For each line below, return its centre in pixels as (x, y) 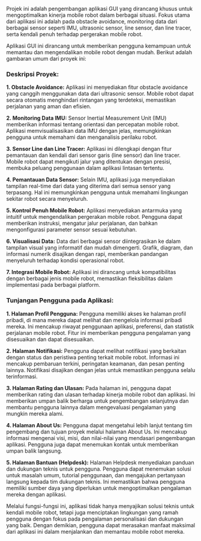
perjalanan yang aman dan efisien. (49, 106)
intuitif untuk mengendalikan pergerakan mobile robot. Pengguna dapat (94, 217)
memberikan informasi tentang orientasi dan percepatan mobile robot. (93, 124)
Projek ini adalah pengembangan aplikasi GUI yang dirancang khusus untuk (100, 9)
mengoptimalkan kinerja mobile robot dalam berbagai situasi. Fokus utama (98, 15)
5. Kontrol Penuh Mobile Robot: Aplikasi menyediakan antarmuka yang (94, 210)
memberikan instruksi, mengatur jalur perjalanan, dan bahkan (82, 223)
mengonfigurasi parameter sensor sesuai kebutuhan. (72, 230)
